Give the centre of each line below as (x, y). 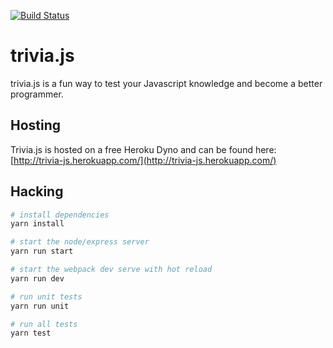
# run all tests (44, 324)
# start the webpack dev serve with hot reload (111, 270)
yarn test (31, 333)
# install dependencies (60, 215)
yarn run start (42, 251)
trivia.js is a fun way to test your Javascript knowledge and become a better (166, 83)
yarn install (37, 224)
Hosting (36, 125)
